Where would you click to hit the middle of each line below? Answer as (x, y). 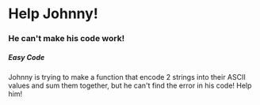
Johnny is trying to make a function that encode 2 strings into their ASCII (127, 77)
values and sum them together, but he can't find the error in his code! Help (130, 86)
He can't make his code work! (67, 39)
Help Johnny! (54, 14)
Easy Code (27, 57)
